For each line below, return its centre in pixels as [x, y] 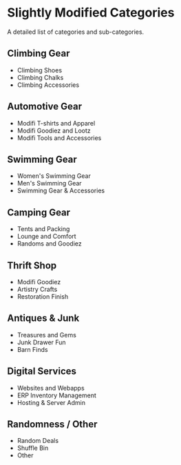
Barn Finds [32, 349]
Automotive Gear [45, 107]
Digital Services [42, 372]
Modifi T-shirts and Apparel [56, 123]
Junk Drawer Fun [42, 342]
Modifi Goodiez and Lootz [54, 130]
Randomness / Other [52, 425]
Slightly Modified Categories [91, 13]
